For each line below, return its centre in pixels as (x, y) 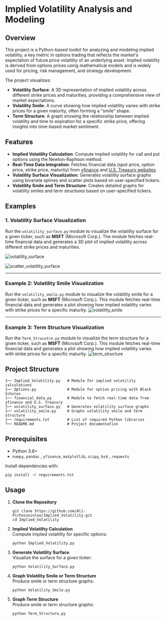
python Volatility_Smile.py (41, 590)
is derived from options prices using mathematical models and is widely (78, 65)
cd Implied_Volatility (36, 520)
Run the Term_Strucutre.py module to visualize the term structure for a (77, 338)
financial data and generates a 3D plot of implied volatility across (81, 242)
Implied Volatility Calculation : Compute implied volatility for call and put (86, 154)
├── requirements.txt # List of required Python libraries (75, 419)
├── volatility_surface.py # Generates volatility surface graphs (77, 407)
